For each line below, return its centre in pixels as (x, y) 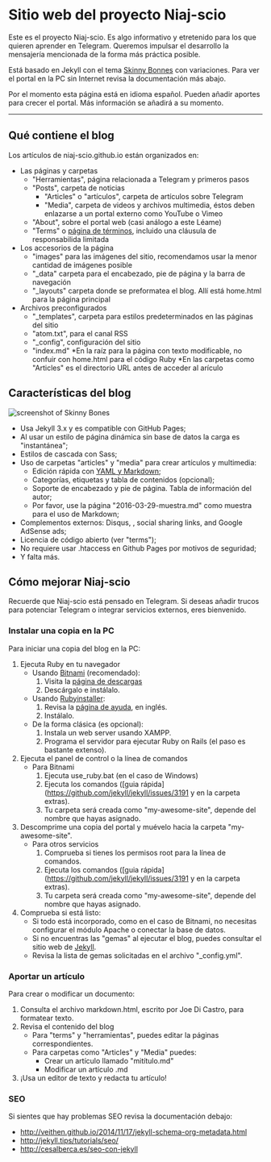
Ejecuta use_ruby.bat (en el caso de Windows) (121, 775)
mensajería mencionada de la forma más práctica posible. (104, 54)
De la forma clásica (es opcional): (88, 724)
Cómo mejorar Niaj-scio (69, 582)
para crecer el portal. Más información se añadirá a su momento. (116, 102)
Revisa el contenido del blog (67, 1027)
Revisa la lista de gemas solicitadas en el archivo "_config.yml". (137, 955)
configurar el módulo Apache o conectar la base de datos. (129, 930)
